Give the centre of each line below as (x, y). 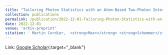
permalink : (16, 19)
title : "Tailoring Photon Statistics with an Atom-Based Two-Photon (78, 10)
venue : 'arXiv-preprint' (31, 28)
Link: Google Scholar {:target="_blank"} (45, 47)
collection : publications (32, 14)
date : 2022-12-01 (23, 24)
